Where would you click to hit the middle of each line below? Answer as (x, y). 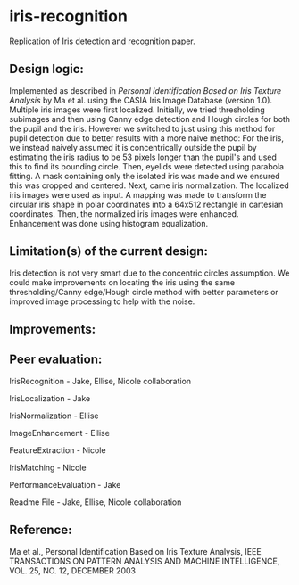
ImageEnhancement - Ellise (59, 433)
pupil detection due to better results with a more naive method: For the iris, (146, 138)
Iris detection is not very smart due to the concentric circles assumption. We (149, 273)
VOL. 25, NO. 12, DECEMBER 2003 (73, 570)
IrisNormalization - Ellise (54, 416)
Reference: (41, 530)
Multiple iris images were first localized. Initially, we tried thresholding (137, 110)
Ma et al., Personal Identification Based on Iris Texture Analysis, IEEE (135, 551)
